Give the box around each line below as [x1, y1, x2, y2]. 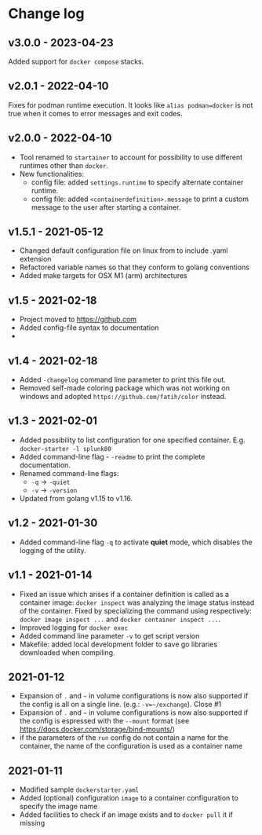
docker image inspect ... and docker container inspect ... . [19, 614, 221, 624]
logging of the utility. [19, 545, 86, 555]
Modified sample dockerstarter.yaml [19, 785, 140, 794]
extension [19, 255, 52, 264]
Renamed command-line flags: [19, 468, 119, 478]
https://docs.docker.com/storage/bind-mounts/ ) [19, 724, 175, 734]
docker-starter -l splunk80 [19, 445, 111, 452]
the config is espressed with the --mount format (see [19, 716, 190, 726]
